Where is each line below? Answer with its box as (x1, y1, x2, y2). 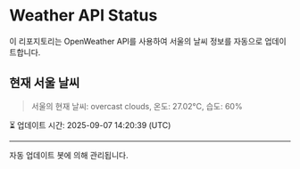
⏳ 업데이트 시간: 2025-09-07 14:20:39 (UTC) (9, 119, 171, 130)
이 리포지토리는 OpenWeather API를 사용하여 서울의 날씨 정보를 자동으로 (9, 36, 263, 46)
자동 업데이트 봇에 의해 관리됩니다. (9, 149, 129, 160)
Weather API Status (9, 5, 158, 26)
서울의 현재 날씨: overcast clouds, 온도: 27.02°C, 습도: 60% (30, 101, 243, 111)
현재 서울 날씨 (9, 76, 80, 91)
